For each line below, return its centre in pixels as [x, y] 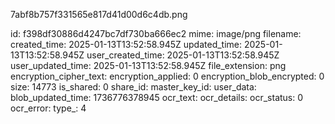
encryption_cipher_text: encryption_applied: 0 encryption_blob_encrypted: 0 [167, 76]
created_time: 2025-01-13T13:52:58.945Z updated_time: [126, 44]
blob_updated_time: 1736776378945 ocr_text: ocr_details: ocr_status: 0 [157, 97]
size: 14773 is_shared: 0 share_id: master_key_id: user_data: [133, 87]
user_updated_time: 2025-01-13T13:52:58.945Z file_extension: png [148, 65]
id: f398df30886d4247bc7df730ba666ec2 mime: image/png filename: [156, 33]
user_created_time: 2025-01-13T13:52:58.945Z [183, 55]
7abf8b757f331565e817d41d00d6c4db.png [99, 14]
